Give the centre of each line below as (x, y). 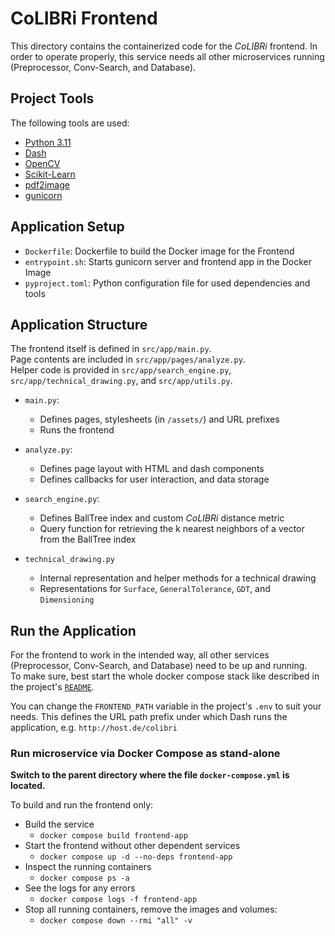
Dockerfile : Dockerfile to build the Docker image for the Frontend (159, 251)
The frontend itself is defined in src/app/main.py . (111, 349)
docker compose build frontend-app (113, 836)
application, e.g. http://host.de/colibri (94, 728)
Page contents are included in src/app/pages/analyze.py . (128, 359)
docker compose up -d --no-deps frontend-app (136, 857)
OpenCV (42, 163)
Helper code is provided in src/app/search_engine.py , (121, 370)
